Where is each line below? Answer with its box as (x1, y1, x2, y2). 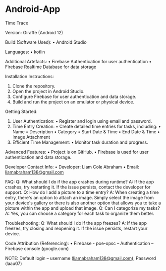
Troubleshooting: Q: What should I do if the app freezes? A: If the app (5, 220, 147, 226)
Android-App (5, 3, 60, 15)
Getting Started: (5, 108, 38, 114)
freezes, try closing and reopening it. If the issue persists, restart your (5, 225, 148, 231)
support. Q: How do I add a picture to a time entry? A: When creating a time (5, 189, 159, 195)
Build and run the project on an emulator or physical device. (12, 98, 135, 105)
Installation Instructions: (5, 73, 54, 79)
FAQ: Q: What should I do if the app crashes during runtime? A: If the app (5, 179, 154, 184)
